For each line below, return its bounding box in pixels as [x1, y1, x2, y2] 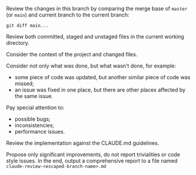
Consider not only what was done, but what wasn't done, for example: [6, 62, 177, 69]
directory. [6, 40, 29, 46]
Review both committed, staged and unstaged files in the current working [6, 33, 184, 40]
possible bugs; [14, 115, 51, 122]
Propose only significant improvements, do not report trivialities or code [6, 151, 181, 158]
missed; [14, 80, 34, 87]
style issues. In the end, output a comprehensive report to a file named [6, 157, 178, 164]
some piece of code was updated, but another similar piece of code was [14, 74, 191, 80]
